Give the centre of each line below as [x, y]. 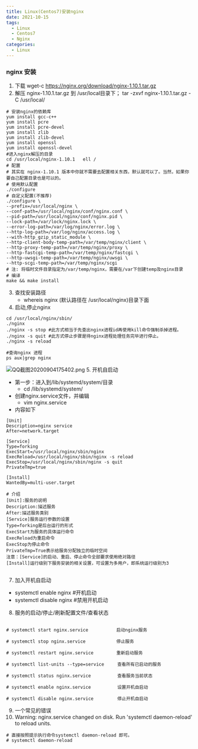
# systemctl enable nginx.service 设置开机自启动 [77, 688]
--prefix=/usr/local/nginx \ [42, 206]
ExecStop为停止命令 [28, 545]
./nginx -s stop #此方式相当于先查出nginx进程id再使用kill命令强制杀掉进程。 [94, 330]
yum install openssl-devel [39, 148]
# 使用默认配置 [22, 185]
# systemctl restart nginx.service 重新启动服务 [74, 653]
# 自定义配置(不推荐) [29, 196]
